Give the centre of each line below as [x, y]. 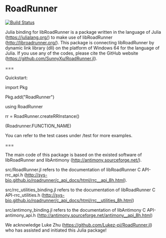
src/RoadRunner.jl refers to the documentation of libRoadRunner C [73, 169]
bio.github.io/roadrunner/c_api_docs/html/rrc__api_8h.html [65, 180]
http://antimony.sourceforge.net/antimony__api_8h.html [95, 215]
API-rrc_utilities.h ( [24, 195]
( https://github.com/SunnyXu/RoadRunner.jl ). [51, 58]
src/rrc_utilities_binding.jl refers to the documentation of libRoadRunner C [80, 190]
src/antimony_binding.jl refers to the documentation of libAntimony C [76, 210]
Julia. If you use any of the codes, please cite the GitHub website [72, 53]
